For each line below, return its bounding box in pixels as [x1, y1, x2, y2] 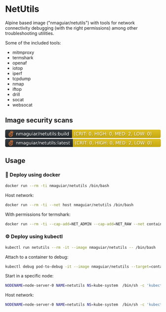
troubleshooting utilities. [5, 30, 54, 36]
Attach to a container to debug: [5, 254, 69, 260]
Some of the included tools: [5, 39, 61, 45]
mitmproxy [12, 49, 35, 55]
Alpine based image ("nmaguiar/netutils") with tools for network [5, 20, 135, 26]
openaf [12, 60, 27, 66]
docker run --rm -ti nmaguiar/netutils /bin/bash [5, 183, 110, 188]
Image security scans [5, 116, 73, 124]
